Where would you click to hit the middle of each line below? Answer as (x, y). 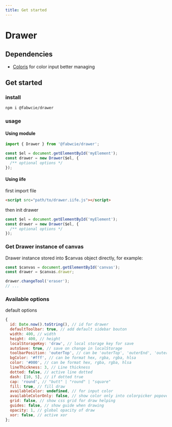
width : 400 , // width (33, 334)
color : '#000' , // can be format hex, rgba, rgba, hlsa (71, 363)
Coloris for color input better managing (54, 67)
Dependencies (29, 54)
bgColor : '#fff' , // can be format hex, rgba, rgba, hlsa (73, 358)
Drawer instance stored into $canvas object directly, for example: (74, 258)
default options (21, 310)
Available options (27, 299)
